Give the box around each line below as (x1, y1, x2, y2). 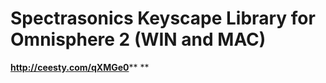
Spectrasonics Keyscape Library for (10, 7, 316, 30)
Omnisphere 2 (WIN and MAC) (10, 28, 267, 51)
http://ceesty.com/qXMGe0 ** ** (10, 61, 150, 73)
